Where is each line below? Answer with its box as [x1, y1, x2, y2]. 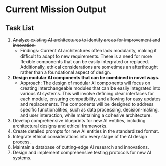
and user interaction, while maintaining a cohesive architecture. [20, 112, 152, 118]
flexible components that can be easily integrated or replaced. [20, 59, 150, 64]
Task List [5, 24, 34, 32]
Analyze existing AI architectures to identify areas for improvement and [12, 37, 160, 43]
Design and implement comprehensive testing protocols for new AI [12, 150, 151, 155]
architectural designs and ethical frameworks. [12, 123, 108, 129]
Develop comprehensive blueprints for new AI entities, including [12, 118, 146, 123]
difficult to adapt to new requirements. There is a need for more [20, 53, 152, 59]
